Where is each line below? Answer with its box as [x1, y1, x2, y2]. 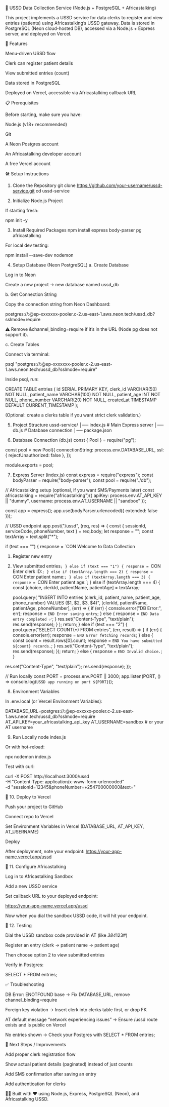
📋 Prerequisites [5, 100, 39, 106]
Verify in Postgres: [5, 962, 44, 968]
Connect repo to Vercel [5, 814, 54, 819]
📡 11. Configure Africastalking [5, 864, 67, 869]
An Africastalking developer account [5, 151, 81, 157]
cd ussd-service [35, 188, 70, 194]
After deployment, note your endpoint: [5, 849, 85, 854]
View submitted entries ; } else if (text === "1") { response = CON [12, 563, 161, 569]
